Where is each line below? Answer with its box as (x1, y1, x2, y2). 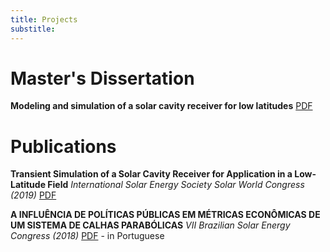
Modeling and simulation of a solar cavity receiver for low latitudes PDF (10, 100, 313, 112)
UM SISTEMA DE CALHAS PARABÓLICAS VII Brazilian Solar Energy (10, 219, 291, 231)
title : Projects (10, 14, 78, 25)
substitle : (10, 24, 56, 34)
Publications (10, 135, 117, 158)
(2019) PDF (10, 189, 57, 201)
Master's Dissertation (10, 67, 195, 90)
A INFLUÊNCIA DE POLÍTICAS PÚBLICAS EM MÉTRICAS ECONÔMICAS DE (10, 209, 321, 221)
